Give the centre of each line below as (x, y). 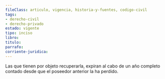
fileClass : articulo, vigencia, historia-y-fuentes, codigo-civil (76, 10)
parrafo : (14, 47)
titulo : (13, 42)
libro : (12, 38)
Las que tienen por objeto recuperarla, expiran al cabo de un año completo (83, 66)
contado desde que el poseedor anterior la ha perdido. (62, 71)
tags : (11, 14)
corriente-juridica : (27, 51)
